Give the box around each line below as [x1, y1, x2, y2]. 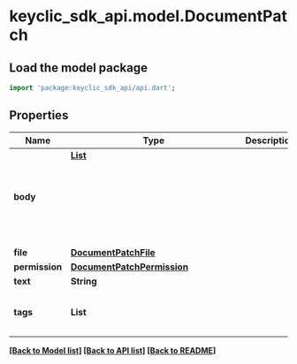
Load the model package [9, 60, 148, 75]
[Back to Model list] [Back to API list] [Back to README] [9, 345, 217, 355]
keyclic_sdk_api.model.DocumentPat [9, 6, 287, 27]
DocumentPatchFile [70, 246, 156, 258]
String [70, 275, 97, 287]
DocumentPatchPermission [70, 261, 188, 273]
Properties [9, 108, 69, 123]
